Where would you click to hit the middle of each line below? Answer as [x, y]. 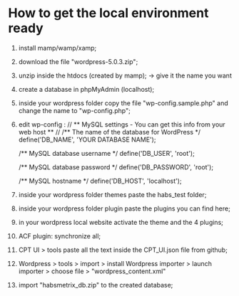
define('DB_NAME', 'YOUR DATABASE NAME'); [87, 139]
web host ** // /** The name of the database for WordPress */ [110, 132]
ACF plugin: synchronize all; [60, 236]
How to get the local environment [108, 13]
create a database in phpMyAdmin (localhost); [86, 89]
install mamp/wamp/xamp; [57, 48]
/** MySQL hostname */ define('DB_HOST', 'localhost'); [100, 181]
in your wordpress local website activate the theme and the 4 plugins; [121, 222]
